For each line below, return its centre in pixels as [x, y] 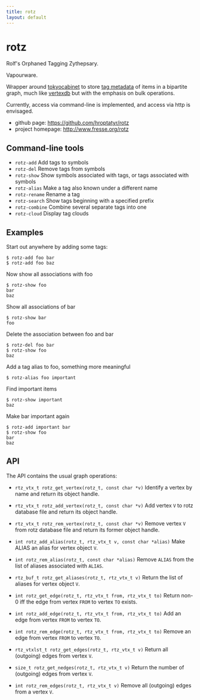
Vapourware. [22, 75]
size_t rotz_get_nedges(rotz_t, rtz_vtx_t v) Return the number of [99, 667]
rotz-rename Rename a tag [47, 194]
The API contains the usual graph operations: [62, 476]
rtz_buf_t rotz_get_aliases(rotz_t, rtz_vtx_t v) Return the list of [99, 577]
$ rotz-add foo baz [30, 263]
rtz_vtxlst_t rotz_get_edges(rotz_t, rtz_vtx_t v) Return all [91, 649]
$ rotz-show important [34, 400]
